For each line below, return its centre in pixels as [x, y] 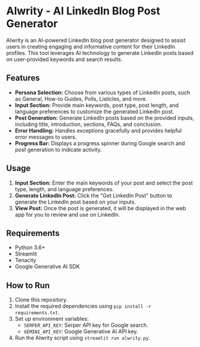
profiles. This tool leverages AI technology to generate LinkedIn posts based [100, 53]
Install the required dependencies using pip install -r [83, 306]
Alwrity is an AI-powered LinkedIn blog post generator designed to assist [96, 40]
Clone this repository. [41, 300]
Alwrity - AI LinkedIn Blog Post [83, 11]
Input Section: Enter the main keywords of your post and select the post [104, 183]
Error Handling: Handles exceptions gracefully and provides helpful [98, 130]
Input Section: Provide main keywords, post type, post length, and [97, 105]
